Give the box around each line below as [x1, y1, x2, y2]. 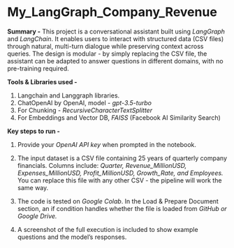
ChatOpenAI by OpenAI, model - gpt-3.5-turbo [17, 98, 152, 107]
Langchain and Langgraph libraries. [17, 91, 120, 100]
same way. [17, 183, 49, 192]
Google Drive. [17, 212, 57, 220]
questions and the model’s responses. [17, 233, 127, 241]
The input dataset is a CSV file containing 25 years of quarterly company [17, 154, 228, 162]
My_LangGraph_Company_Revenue [7, 4, 218, 20]
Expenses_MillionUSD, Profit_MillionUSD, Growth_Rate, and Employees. [17, 169, 224, 177]
